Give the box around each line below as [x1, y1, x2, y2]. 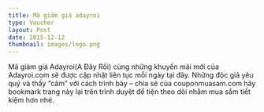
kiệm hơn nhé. [8, 96, 55, 105]
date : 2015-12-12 [8, 33, 65, 42]
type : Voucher [8, 19, 55, 27]
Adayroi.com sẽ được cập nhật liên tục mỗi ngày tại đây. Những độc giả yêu [8, 70, 254, 80]
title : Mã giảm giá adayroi [8, 11, 101, 20]
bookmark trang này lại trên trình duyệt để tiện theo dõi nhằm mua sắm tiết [8, 87, 251, 96]
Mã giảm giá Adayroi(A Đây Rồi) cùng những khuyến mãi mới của [8, 62, 219, 71]
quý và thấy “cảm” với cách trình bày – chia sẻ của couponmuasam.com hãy [8, 79, 256, 89]
